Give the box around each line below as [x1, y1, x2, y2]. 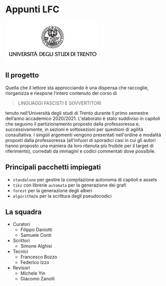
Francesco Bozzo [20, 254, 57, 260]
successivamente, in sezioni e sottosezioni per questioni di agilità [5, 126, 143, 132]
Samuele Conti [20, 232, 52, 238]
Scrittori [12, 237, 30, 244]
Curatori [12, 221, 31, 228]
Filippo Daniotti [20, 227, 53, 233]
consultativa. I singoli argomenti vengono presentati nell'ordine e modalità [5, 132, 161, 138]
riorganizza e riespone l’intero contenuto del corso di [5, 90, 117, 96]
